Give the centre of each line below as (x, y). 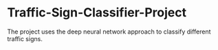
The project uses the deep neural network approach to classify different (109, 32)
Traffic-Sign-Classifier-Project (97, 13)
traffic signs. (25, 38)
